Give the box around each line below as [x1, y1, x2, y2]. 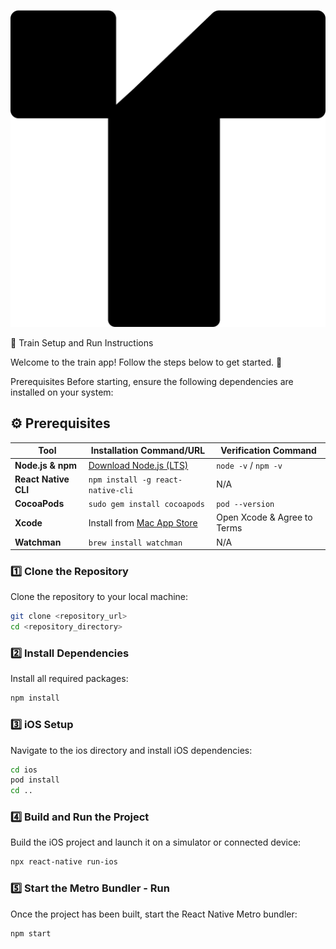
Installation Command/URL [90, 445, 206, 457]
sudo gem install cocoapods [88, 500, 205, 510]
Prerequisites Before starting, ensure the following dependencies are [10, 375, 294, 387]
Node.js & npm [14, 459, 78, 471]
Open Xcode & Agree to [216, 511, 313, 524]
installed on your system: [10, 386, 114, 398]
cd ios [10, 765, 38, 775]
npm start [10, 928, 52, 939]
